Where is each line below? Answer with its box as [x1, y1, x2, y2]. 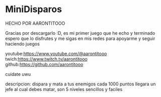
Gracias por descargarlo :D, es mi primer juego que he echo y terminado [5, 30, 155, 36]
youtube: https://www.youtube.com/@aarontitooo [5, 51, 107, 57]
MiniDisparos [5, 4, 62, 15]
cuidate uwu [5, 71, 31, 77]
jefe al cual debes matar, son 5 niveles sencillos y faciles [5, 86, 123, 92]
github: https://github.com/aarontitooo [5, 61, 84, 67]
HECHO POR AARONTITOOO [5, 20, 65, 26]
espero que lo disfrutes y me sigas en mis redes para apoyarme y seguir [5, 35, 155, 41]
